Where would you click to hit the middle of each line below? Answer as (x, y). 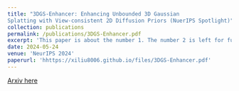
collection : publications (46, 27)
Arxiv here (22, 80)
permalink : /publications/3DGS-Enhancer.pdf (74, 34)
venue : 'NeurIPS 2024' (41, 54)
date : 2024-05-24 (33, 47)
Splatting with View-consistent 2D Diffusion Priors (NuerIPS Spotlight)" (121, 21)
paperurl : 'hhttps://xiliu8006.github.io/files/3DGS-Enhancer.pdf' (110, 60)
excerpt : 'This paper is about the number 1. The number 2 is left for (116, 41)
